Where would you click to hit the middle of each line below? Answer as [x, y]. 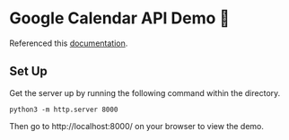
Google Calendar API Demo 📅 [120, 18]
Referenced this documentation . [69, 43]
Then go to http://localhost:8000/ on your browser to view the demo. [137, 126]
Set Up [28, 71]
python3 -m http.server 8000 [64, 109]
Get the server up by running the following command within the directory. [145, 92]
